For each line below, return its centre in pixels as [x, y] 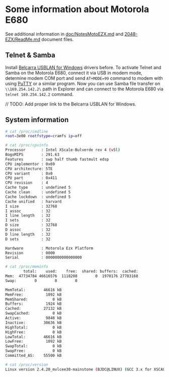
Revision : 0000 [30, 253]
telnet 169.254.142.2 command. [39, 94]
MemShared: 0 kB [33, 299]
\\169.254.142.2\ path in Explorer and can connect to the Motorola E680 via [84, 89]
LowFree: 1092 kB [33, 342]
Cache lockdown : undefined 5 [38, 197]
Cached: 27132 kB [33, 309]
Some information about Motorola [77, 9]
